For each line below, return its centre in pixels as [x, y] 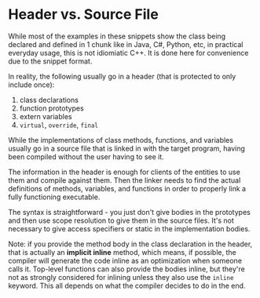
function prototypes [51, 108]
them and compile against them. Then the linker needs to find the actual [125, 180]
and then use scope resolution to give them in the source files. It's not [121, 220]
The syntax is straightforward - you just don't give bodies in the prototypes [130, 212]
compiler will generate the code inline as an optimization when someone [125, 260]
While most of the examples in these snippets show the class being [117, 36]
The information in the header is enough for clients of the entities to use [125, 172]
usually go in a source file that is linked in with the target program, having [127, 148]
